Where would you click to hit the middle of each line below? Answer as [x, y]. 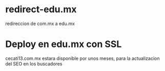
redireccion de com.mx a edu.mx [40, 23]
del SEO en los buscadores [34, 64]
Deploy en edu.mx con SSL [64, 44]
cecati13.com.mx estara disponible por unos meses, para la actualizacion [82, 58]
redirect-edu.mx [41, 9]
